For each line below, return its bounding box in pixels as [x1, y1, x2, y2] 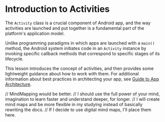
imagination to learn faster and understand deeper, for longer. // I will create [5, 96, 160, 102]
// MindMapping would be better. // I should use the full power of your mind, [5, 91, 160, 97]
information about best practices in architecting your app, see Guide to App [5, 76, 160, 82]
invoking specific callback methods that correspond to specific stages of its [5, 51, 160, 57]
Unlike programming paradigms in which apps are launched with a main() [5, 40, 155, 46]
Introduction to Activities [5, 3, 110, 15]
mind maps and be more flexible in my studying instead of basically [5, 101, 143, 107]
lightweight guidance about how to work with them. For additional [5, 70, 139, 76]
